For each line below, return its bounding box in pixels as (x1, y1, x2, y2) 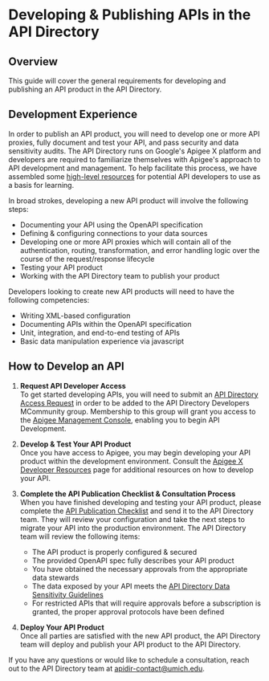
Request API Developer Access (19, 381, 126, 390)
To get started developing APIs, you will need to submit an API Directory (19, 389, 259, 399)
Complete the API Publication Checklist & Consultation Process (19, 488, 236, 499)
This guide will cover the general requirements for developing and (8, 76, 226, 85)
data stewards (31, 573, 79, 582)
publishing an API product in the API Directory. (8, 84, 162, 94)
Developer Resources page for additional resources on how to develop (19, 464, 255, 475)
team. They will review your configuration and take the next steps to (19, 514, 245, 524)
